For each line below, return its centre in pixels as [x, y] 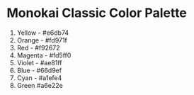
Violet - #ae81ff [39, 62]
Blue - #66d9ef [39, 70]
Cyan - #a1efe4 [39, 78]
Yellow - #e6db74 [43, 33]
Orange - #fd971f [42, 40]
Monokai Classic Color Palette [97, 13]
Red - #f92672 [39, 47]
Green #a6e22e [40, 85]
